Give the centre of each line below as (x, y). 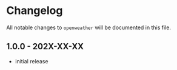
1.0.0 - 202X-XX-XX (45, 47)
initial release (32, 61)
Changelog (35, 11)
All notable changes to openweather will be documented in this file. (89, 27)
